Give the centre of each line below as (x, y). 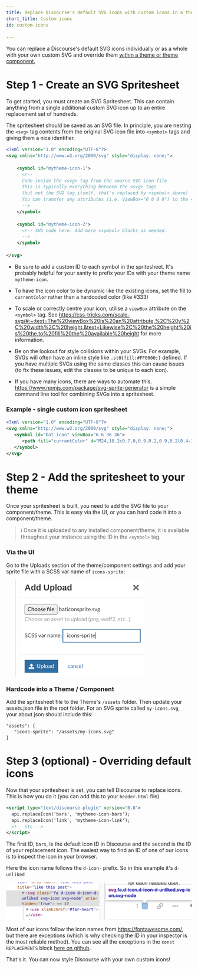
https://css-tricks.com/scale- (94, 314)
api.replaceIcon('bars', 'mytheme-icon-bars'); (71, 814)
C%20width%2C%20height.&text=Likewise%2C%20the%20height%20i (103, 327)
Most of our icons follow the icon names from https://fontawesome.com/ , (95, 929)
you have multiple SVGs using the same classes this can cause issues (99, 364)
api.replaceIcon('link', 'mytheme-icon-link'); (71, 820)
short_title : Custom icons (39, 19)
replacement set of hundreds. (42, 114)
